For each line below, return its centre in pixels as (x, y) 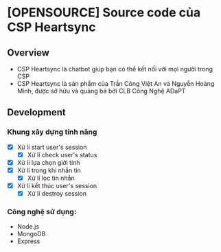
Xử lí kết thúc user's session (57, 186)
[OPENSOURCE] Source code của (104, 13)
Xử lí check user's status (62, 154)
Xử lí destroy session (57, 194)
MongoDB (31, 234)
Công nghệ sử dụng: (42, 212)
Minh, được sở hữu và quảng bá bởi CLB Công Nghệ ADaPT (101, 91)
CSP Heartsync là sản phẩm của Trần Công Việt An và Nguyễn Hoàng (116, 83)
